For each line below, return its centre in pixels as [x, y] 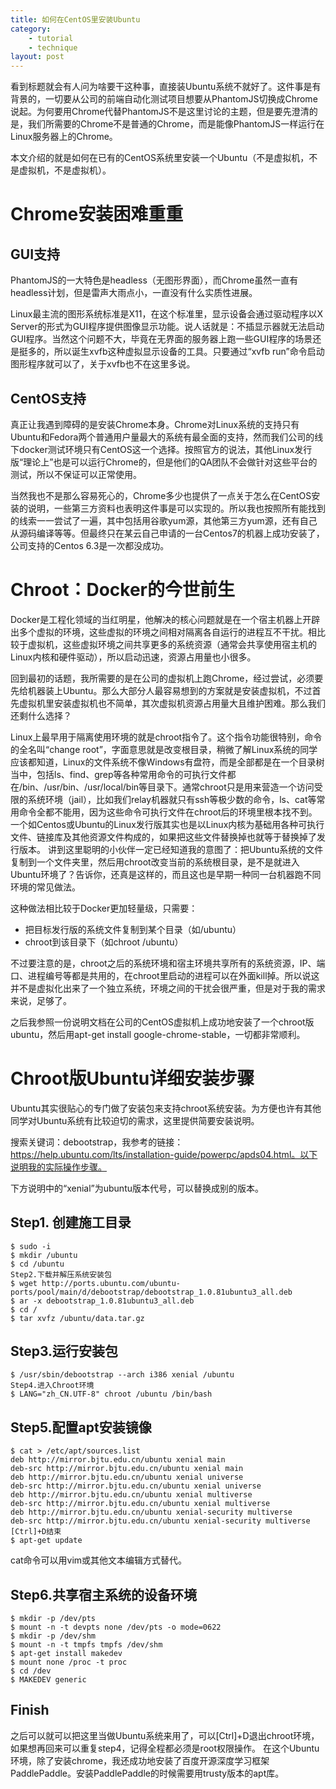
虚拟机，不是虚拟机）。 [65, 170]
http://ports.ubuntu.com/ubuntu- [111, 1283]
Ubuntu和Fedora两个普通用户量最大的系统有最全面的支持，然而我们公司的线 [167, 437]
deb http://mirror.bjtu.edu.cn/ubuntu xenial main [118, 1460]
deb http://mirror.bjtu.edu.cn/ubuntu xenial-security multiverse [151, 1512]
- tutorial [51, 38]
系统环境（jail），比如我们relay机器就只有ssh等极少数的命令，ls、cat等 [172, 799]
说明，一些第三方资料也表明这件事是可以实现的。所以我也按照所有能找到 [176, 508]
